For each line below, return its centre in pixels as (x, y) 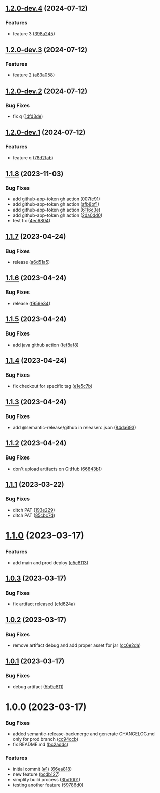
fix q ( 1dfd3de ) (28, 116)
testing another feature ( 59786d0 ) (48, 785)
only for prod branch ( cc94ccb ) (45, 739)
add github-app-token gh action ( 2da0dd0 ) (58, 215)
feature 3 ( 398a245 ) (34, 34)
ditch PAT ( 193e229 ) (34, 510)
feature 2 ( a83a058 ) (34, 75)
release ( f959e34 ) (31, 303)
